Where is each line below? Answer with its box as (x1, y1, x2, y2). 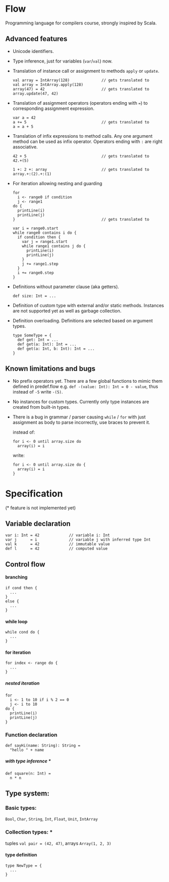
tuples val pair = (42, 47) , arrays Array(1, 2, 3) (5, 840, 112, 846)
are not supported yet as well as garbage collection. (12, 308, 122, 314)
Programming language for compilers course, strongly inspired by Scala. (5, 20, 157, 26)
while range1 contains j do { (22, 244, 86, 249)
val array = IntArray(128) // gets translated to (12, 77, 150, 83)
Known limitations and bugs (5, 364, 95, 373)
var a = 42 (12, 115, 36, 120)
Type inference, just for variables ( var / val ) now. (12, 58, 113, 64)
